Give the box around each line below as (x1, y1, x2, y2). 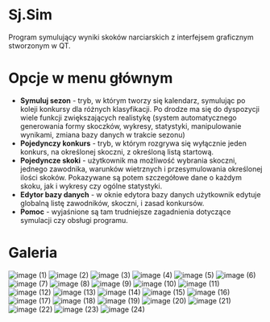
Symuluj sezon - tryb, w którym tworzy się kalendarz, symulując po (19, 95, 246, 105)
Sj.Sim (8, 6, 52, 24)
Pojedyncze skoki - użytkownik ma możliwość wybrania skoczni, (19, 155, 238, 165)
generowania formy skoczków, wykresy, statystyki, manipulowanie (19, 121, 242, 130)
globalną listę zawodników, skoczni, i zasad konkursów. (19, 198, 205, 208)
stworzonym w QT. (8, 40, 71, 50)
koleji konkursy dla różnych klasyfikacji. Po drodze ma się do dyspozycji (19, 104, 260, 114)
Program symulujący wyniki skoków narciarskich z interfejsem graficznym (8, 32, 254, 42)
